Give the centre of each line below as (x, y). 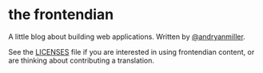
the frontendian (61, 15)
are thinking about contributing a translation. (81, 60)
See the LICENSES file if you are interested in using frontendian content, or (131, 52)
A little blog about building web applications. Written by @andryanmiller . (127, 36)
